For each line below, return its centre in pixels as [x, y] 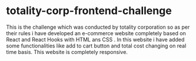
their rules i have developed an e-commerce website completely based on [96, 33]
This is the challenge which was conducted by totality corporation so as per [98, 27]
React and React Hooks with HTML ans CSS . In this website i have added [95, 39]
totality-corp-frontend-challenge [89, 11]
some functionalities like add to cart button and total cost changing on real [96, 46]
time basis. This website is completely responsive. [67, 52]
